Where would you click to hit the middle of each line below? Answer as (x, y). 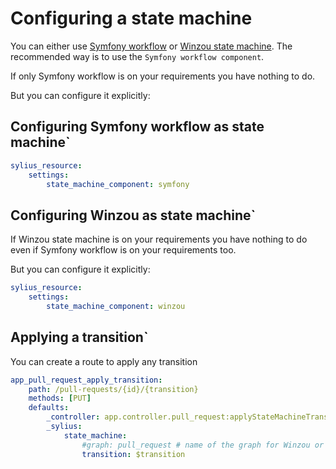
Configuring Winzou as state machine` (133, 215)
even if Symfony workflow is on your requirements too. (123, 250)
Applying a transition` (79, 337)
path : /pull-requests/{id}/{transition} (113, 389)
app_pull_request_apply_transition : (86, 380)
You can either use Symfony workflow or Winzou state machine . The (151, 46)
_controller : (73, 417)
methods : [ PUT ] (60, 398)
